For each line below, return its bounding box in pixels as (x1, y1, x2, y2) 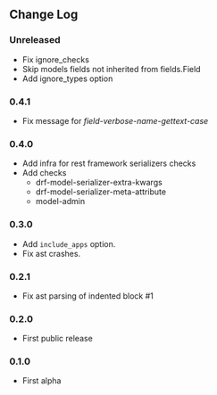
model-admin (35, 196, 86, 207)
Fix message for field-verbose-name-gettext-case (21, 115, 209, 126)
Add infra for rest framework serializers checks (21, 158, 196, 169)
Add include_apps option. (21, 238, 116, 249)
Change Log (9, 7, 79, 22)
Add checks (21, 168, 67, 178)
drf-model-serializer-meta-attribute (35, 186, 167, 197)
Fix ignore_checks (21, 53, 89, 65)
